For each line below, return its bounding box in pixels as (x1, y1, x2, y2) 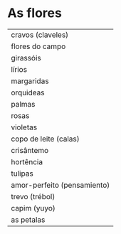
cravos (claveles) (11, 30, 69, 40)
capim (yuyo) (11, 203, 56, 213)
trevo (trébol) (11, 191, 56, 201)
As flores (7, 5, 62, 21)
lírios (11, 64, 27, 74)
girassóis (11, 53, 41, 63)
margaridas (11, 76, 49, 86)
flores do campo (11, 41, 66, 51)
